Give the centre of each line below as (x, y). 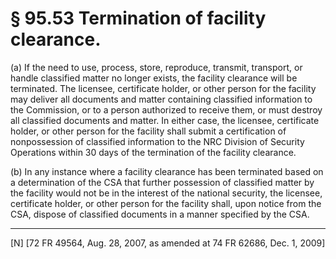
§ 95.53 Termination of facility (138, 18)
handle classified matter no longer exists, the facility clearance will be (154, 78)
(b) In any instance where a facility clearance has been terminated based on (167, 171)
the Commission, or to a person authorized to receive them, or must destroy (166, 109)
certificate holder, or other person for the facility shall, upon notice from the (166, 203)
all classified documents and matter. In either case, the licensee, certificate (165, 120)
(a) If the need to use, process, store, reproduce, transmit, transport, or (156, 67)
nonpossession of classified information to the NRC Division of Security (157, 141)
